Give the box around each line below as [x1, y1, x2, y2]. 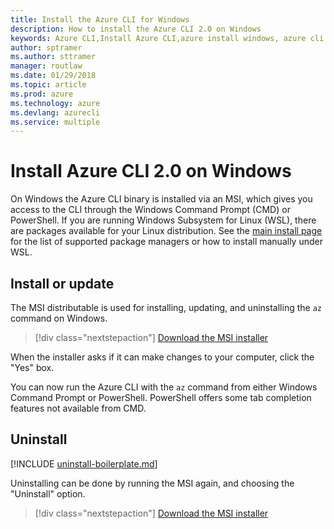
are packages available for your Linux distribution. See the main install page [10, 225, 323, 237]
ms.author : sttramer [10, 52, 97, 62]
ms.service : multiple [10, 117, 101, 127]
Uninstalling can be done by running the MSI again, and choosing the [10, 477, 295, 489]
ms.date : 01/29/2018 [10, 71, 97, 81]
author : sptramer [10, 42, 83, 53]
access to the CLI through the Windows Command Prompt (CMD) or [10, 204, 291, 216]
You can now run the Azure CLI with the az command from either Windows [10, 381, 318, 393]
